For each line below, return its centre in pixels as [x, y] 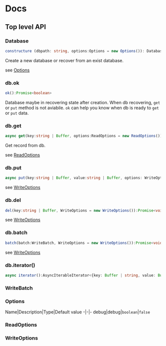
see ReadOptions [23, 155]
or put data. [17, 113]
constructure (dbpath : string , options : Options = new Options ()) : [75, 51]
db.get [13, 125]
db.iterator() [20, 265]
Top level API [25, 27]
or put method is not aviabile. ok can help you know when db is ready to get [82, 108]
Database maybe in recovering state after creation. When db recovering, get [83, 102]
